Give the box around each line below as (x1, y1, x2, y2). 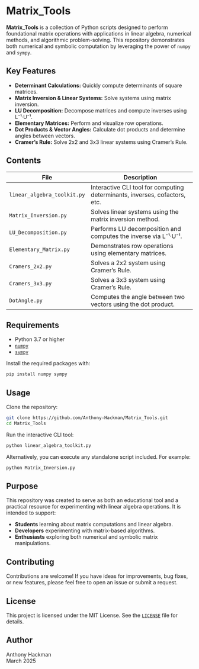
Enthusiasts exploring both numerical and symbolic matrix (14, 533, 158, 541)
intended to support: (6, 509, 56, 516)
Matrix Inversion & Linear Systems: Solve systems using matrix (14, 94, 172, 101)
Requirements (6, 320, 59, 330)
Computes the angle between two (91, 292, 185, 301)
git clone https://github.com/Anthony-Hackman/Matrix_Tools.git (6, 415, 168, 421)
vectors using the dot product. (91, 300, 175, 308)
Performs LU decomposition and (91, 224, 181, 233)
